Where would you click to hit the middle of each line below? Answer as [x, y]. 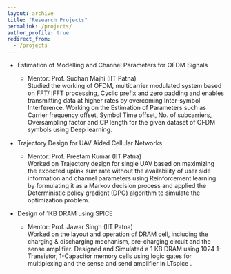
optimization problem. [58, 200]
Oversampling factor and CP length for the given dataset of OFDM [121, 122]
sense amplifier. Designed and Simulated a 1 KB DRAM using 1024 [121, 249]
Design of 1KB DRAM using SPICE [65, 213]
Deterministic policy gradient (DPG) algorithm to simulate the [114, 193]
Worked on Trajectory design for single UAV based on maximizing [121, 164]
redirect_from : [29, 39]
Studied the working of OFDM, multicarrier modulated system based [124, 86]
